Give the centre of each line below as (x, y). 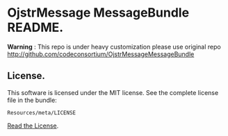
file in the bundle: (32, 100)
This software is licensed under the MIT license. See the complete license (113, 92)
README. (35, 27)
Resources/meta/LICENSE (42, 112)
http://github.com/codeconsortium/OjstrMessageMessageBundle (101, 54)
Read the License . (33, 126)
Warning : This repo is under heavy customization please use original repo (114, 46)
